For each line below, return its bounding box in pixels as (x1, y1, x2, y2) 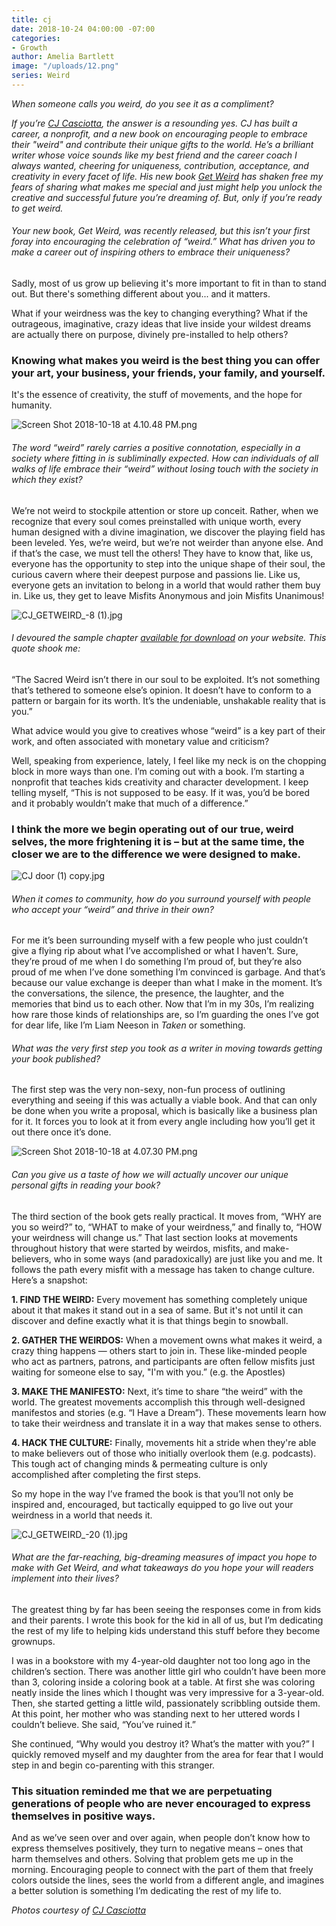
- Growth (11, 42, 48, 53)
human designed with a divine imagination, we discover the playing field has (11, 526, 326, 538)
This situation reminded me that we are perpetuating (11, 1784, 273, 1798)
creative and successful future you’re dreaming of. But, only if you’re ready (11, 191, 323, 203)
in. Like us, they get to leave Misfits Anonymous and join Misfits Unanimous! (11, 589, 325, 601)
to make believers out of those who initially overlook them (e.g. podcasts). (11, 1447, 317, 1459)
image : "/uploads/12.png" (11, 61, 119, 71)
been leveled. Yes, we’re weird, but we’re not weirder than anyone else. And (11, 536, 324, 548)
